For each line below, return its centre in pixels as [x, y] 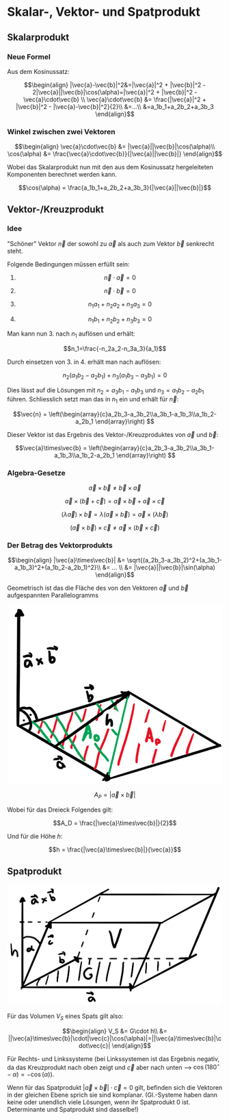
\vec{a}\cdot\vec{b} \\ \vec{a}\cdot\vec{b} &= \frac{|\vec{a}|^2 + [115, 99]
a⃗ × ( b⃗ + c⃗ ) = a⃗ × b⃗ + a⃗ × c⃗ [115, 501]
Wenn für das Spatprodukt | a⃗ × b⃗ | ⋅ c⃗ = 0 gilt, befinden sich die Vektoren [115, 1088]
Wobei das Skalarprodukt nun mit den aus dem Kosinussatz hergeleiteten [110, 167]
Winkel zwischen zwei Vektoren [61, 132]
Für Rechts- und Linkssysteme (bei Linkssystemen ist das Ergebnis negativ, [113, 1058]
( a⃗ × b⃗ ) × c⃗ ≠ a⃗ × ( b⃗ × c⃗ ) [115, 527]
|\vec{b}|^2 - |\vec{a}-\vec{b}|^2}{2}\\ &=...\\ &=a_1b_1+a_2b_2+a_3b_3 [115, 106]
